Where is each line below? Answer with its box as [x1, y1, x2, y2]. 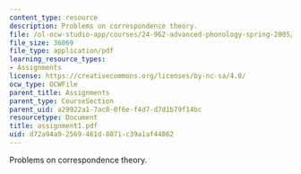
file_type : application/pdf [9, 47, 115, 56]
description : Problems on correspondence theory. [9, 22, 199, 30]
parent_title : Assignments [9, 88, 110, 97]
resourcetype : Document [9, 113, 99, 122]
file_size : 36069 [9, 38, 74, 48]
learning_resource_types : [9, 55, 106, 64]
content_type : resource [9, 13, 99, 22]
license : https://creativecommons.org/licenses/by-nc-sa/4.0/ [9, 72, 246, 81]
